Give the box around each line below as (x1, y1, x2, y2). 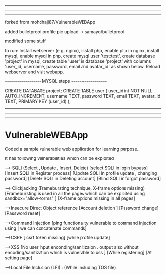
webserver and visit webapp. (5, 69, 64, 75)
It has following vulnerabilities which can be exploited (5, 155, 114, 161)
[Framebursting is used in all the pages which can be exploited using (5, 190, 145, 196)
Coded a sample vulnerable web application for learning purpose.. (5, 146, 140, 152)
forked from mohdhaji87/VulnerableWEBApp (5, 19, 96, 25)
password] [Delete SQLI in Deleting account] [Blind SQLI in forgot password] (5, 175, 161, 181)
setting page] (5, 255, 33, 261)
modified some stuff (5, 38, 46, 44)
